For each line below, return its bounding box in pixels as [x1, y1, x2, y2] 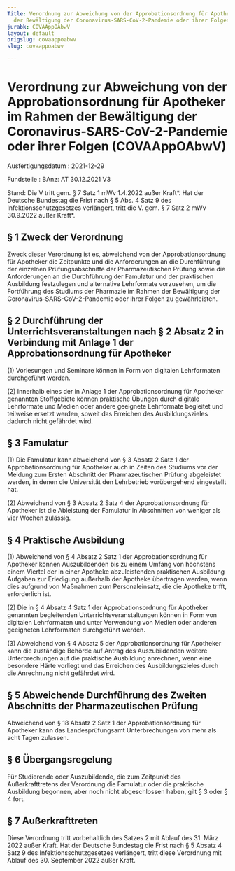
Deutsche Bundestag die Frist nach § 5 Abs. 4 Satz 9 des [7, 196, 172, 204]
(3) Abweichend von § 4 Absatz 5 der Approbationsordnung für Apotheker [7, 639, 222, 648]
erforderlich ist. [7, 590, 52, 598]
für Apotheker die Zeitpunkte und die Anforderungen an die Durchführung [7, 257, 220, 266]
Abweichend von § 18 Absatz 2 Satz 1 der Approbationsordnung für [7, 718, 201, 727]
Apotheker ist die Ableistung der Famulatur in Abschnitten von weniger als [7, 507, 221, 515]
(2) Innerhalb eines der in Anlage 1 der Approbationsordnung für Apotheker [7, 387, 224, 395]
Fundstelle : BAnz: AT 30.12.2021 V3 [7, 175, 111, 183]
